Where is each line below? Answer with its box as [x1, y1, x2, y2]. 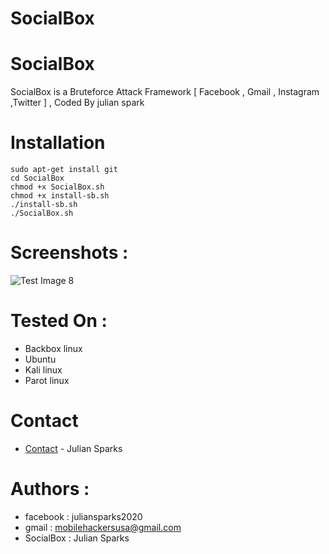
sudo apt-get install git [10, 165, 118, 175]
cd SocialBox [10, 173, 65, 184]
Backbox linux [24, 342, 83, 354]
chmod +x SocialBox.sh [10, 182, 105, 192]
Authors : [10, 478, 90, 501]
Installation [10, 132, 106, 154]
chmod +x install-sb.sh [10, 191, 110, 201]
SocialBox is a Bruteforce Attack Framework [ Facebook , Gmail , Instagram [10, 86, 320, 98]
